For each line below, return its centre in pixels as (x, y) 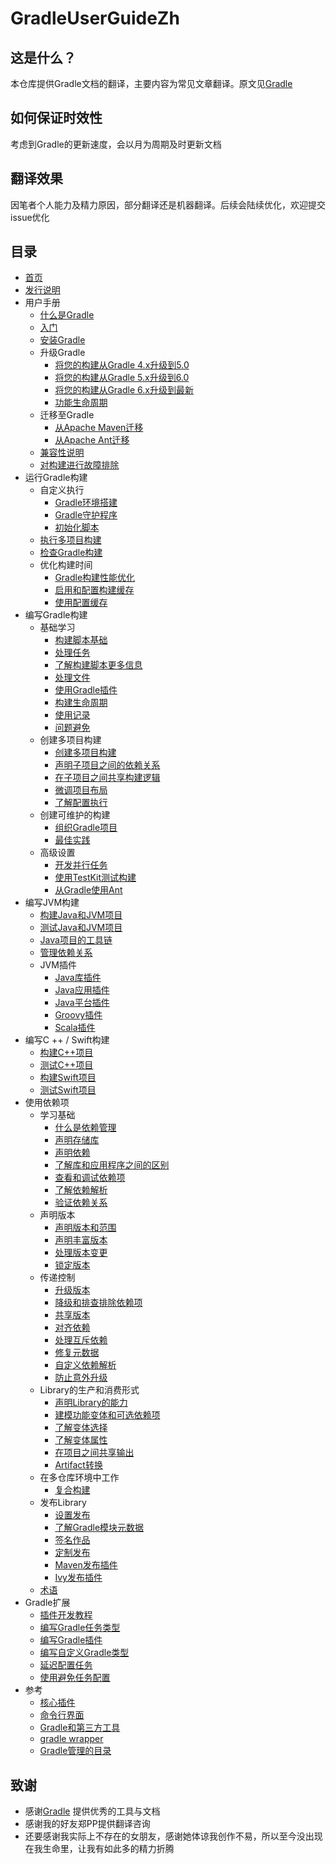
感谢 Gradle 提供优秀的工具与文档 (92, 1811)
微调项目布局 (81, 790)
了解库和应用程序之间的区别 (112, 1165)
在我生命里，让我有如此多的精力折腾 (99, 1849)
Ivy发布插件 (78, 1578)
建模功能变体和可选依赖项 (107, 1415)
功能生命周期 (81, 403)
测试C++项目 (66, 1065)
